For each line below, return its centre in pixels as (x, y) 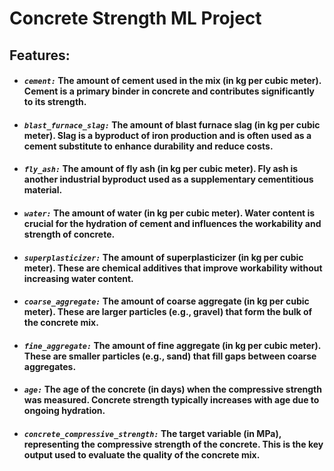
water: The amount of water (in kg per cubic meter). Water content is (169, 213)
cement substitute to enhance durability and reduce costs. (148, 146)
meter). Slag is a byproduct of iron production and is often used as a (167, 135)
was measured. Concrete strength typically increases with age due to (171, 400)
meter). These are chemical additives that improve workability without (173, 268)
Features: (40, 55)
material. (43, 190)
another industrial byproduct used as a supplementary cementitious (168, 179)
